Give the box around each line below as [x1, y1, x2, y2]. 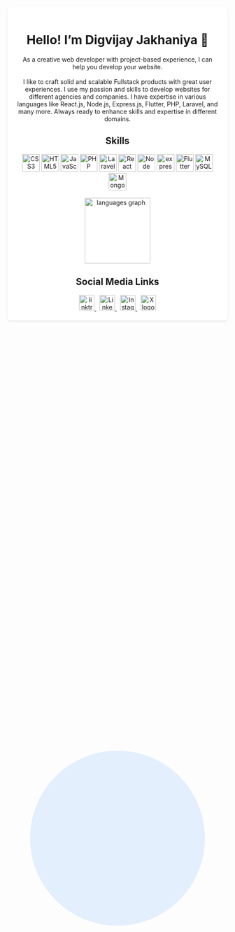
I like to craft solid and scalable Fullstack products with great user [23, 77, 212, 85]
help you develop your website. [72, 62, 163, 71]
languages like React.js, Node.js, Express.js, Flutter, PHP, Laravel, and [17, 99, 218, 108]
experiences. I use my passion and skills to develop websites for [24, 85, 211, 93]
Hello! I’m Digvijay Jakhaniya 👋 [26, 32, 209, 48]
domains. [104, 114, 131, 123]
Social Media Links [76, 276, 159, 288]
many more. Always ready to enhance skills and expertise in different [17, 107, 218, 116]
